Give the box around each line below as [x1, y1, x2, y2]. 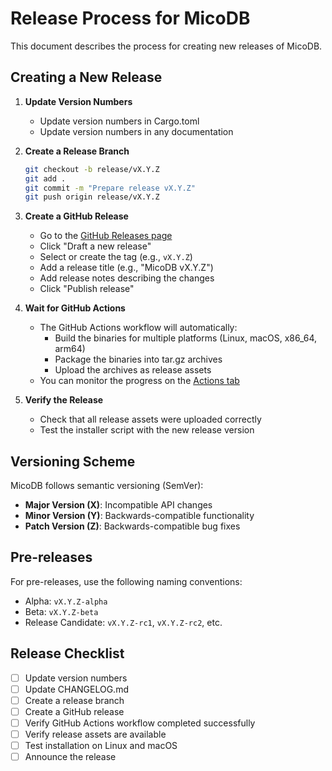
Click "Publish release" [39, 283, 135, 295]
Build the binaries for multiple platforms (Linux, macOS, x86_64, [54, 332, 318, 344]
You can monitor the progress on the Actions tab [39, 375, 240, 387]
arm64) [54, 343, 86, 355]
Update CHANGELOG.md [24, 683, 129, 695]
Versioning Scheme [10, 453, 136, 470]
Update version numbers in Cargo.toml [39, 115, 200, 127]
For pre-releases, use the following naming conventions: [10, 575, 243, 587]
